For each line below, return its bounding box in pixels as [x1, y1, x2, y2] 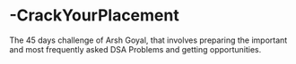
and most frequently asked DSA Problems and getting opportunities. [9, 44, 262, 54]
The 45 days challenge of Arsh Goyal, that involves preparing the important [9, 35, 288, 45]
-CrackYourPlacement [9, 5, 179, 26]
